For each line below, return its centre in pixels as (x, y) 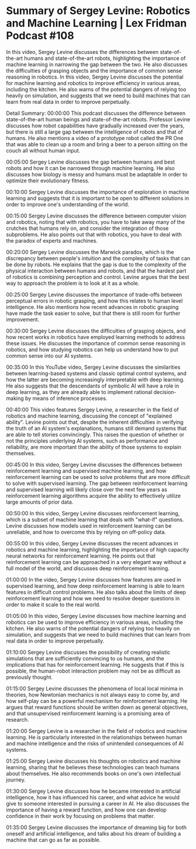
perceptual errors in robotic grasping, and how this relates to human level (94, 301)
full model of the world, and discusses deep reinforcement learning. (88, 568)
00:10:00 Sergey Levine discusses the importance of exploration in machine (98, 192)
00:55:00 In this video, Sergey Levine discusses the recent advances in (92, 543)
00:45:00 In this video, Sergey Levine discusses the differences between (94, 464)
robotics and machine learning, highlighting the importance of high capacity (97, 549)
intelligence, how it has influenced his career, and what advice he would (93, 797)
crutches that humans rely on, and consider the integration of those (87, 228)
